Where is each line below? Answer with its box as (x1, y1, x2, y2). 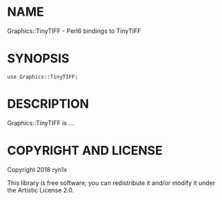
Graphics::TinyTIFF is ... (7, 118, 74, 127)
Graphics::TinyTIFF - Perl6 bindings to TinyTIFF (7, 27, 142, 35)
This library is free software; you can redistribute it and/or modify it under (7, 179, 216, 187)
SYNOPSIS (7, 51, 70, 66)
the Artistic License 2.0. (7, 186, 74, 194)
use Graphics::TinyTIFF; (7, 73, 78, 80)
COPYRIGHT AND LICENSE (7, 143, 163, 158)
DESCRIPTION (7, 97, 89, 112)
